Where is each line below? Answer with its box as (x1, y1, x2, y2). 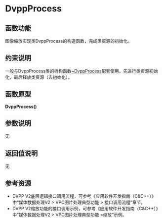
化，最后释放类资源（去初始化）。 (5, 74, 73, 80)
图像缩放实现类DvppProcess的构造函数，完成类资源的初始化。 (5, 38, 132, 44)
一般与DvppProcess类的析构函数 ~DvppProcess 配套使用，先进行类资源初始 (5, 68, 158, 74)
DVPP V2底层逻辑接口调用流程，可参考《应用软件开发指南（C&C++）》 (12, 193, 157, 199)
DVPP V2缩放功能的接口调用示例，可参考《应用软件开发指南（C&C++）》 (12, 206, 161, 212)
